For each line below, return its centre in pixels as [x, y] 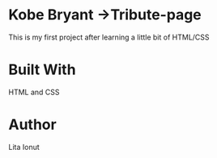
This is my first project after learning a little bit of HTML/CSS [109, 37]
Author [32, 125]
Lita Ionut [24, 147]
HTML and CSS [34, 92]
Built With [42, 70]
